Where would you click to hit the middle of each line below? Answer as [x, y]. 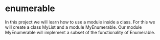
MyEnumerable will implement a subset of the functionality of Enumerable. [80, 32]
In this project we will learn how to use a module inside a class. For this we [80, 22]
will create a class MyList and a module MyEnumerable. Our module [73, 27]
